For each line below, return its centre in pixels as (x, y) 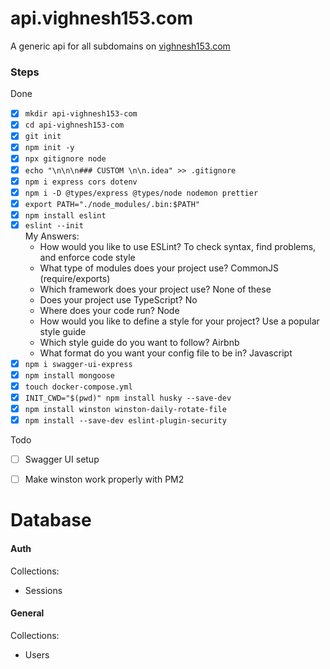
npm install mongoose (69, 375)
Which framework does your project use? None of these (155, 289)
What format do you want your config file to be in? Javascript (166, 353)
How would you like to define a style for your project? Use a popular (179, 321)
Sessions (43, 590)
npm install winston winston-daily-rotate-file (125, 409)
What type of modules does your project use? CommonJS (159, 268)
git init (43, 137)
